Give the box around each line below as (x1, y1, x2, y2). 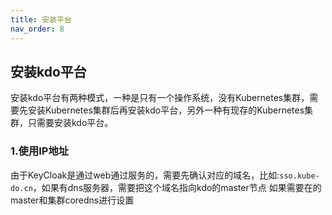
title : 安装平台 (10, 14, 72, 25)
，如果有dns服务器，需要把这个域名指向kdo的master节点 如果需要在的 (32, 181, 322, 193)
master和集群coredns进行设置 (10, 194, 135, 206)
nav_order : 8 (10, 24, 65, 34)
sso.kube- (279, 171, 320, 181)
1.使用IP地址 (10, 144, 70, 158)
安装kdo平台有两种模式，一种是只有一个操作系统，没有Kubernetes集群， (10, 92, 310, 104)
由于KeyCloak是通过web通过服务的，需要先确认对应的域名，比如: (10, 169, 280, 181)
